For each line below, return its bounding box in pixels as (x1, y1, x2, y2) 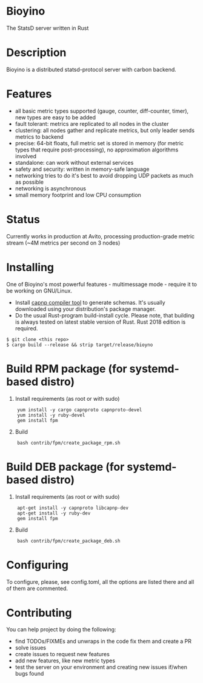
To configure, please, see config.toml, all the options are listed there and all (6, 578, 195, 585)
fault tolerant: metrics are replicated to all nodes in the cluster (15, 120, 169, 127)
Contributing (6, 606, 72, 620)
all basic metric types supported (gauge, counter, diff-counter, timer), (15, 107, 189, 114)
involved (15, 152, 37, 159)
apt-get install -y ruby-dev (17, 510, 91, 516)
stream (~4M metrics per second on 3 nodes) (6, 239, 121, 246)
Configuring (6, 558, 68, 572)
